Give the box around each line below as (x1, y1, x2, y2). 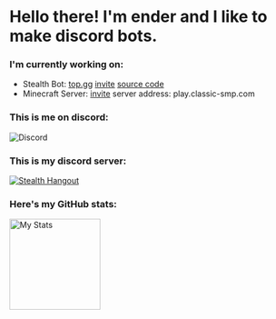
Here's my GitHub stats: (9, 198, 118, 210)
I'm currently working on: (9, 58, 124, 71)
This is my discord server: (9, 155, 127, 167)
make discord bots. (9, 25, 158, 46)
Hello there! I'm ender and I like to (9, 6, 268, 27)
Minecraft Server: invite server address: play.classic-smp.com (22, 88, 256, 99)
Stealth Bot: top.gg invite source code (22, 79, 165, 90)
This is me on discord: (9, 111, 109, 124)
